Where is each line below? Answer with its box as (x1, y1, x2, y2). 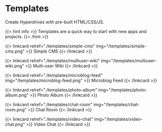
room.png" (5, 107, 27, 113)
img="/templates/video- (94, 116, 143, 122)
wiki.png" (5, 63, 24, 69)
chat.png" (5, 121, 25, 127)
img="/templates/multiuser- (100, 57, 157, 63)
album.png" (5, 92, 29, 98)
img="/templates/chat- (93, 101, 139, 107)
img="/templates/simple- (96, 43, 147, 49)
